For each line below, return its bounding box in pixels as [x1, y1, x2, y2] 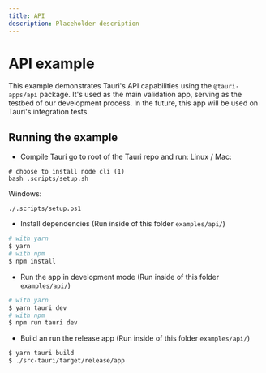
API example [8, 54, 95, 73]
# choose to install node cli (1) [8, 168, 126, 176]
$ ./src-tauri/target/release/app [8, 357, 126, 365]
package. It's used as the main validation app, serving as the [39, 90, 242, 100]
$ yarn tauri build [8, 349, 75, 358]
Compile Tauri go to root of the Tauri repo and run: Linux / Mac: [19, 152, 232, 162]
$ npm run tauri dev [8, 319, 79, 327]
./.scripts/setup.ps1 [8, 204, 82, 213]
